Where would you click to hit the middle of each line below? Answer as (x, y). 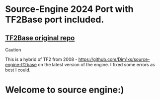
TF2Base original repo (40, 38)
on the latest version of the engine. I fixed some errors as (96, 65)
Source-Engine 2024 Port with (69, 9)
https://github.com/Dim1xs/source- (114, 59)
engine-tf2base (21, 65)
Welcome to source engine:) (65, 90)
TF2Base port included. (55, 20)
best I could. (18, 70)
